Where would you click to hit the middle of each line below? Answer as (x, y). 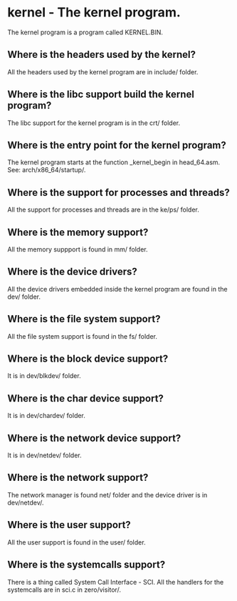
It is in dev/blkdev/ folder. (44, 376)
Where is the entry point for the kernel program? (117, 145)
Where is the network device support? (94, 438)
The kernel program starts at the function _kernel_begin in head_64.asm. (114, 162)
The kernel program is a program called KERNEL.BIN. (85, 32)
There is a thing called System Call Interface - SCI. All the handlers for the (116, 582)
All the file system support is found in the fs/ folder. (83, 336)
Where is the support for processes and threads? (118, 193)
